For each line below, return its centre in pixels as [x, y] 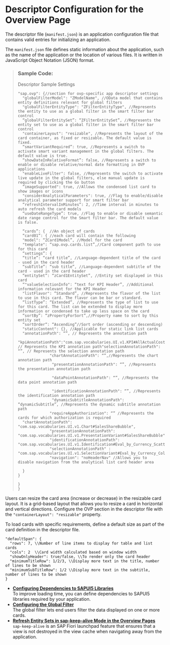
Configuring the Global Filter [43, 604]
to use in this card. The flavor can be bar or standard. [80, 298]
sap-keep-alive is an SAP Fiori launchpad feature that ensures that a [84, 626]
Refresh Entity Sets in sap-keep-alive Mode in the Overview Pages [84, 621]
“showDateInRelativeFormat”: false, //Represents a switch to [89, 160]
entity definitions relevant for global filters [70, 103]
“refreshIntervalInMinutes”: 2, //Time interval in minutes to [90, 205]
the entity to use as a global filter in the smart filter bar [86, 112]
